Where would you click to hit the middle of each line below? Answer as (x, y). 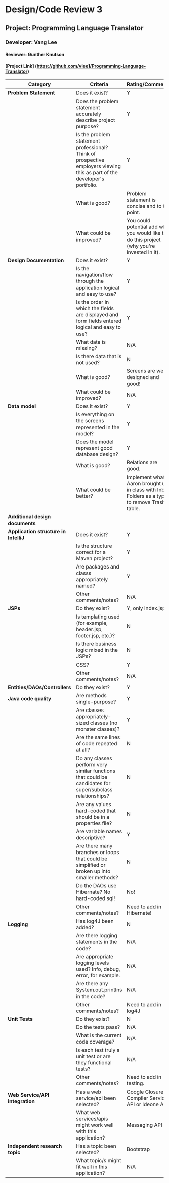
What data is (91, 342)
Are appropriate (95, 957)
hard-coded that (96, 811)
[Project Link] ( (21, 66)
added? (85, 927)
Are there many (94, 846)
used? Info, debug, (98, 969)
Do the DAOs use (96, 886)
